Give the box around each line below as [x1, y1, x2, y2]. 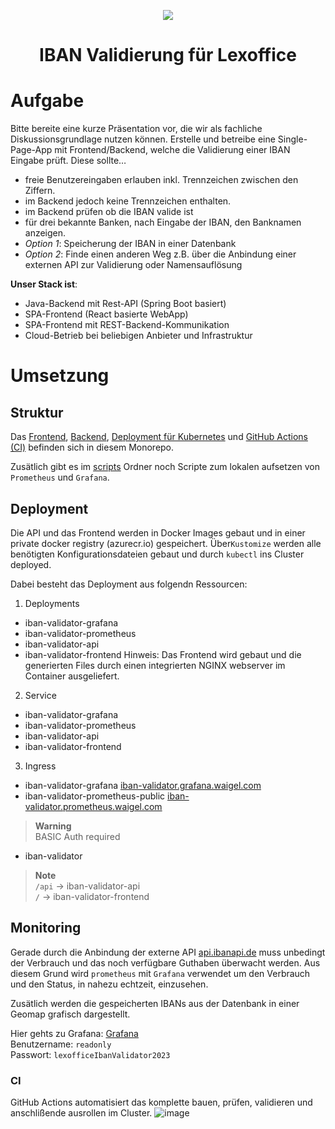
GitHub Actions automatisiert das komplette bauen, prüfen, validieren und [10, 1096, 313, 1109]
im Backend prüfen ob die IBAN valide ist [24, 206, 194, 218]
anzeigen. [24, 227, 67, 239]
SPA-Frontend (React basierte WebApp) [24, 308, 189, 320]
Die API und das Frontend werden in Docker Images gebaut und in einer [10, 526, 306, 539]
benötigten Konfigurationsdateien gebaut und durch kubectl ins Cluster [10, 548, 305, 560]
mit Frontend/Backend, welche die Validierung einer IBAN [54, 144, 291, 156]
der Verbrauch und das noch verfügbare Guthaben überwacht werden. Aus [10, 956, 321, 969]
